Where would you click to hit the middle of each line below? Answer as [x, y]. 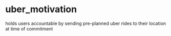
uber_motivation [41, 9]
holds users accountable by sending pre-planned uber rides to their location [86, 23]
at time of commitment [29, 28]
